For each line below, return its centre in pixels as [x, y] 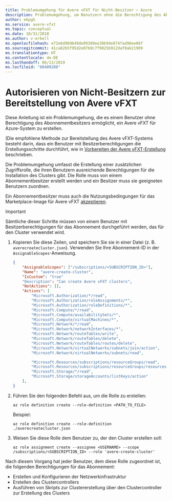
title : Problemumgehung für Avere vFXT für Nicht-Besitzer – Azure [79, 10]
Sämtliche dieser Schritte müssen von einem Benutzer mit [66, 222]
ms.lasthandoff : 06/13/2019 [35, 62]
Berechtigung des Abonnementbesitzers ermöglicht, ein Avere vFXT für [81, 123]
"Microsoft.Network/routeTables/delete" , [76, 339]
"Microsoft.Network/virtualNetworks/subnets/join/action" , [95, 348]
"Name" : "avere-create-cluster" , [58, 272]
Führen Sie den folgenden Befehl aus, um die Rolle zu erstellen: [80, 396]
